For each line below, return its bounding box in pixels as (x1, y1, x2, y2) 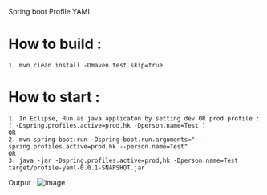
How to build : (8, 35, 102, 53)
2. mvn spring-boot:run (8, 136, 88, 144)
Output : (8, 177, 35, 187)
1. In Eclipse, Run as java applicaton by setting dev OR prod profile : (8, 114, 261, 123)
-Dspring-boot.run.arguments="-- (91, 136, 203, 144)
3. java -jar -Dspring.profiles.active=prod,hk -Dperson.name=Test (8, 156, 239, 165)
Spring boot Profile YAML (8, 7, 92, 16)
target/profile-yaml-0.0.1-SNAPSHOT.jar (8, 164, 146, 172)
